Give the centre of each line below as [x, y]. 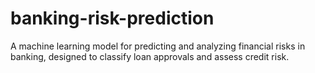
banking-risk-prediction [112, 18]
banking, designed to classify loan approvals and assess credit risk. [150, 56]
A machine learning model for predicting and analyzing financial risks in [158, 46]
